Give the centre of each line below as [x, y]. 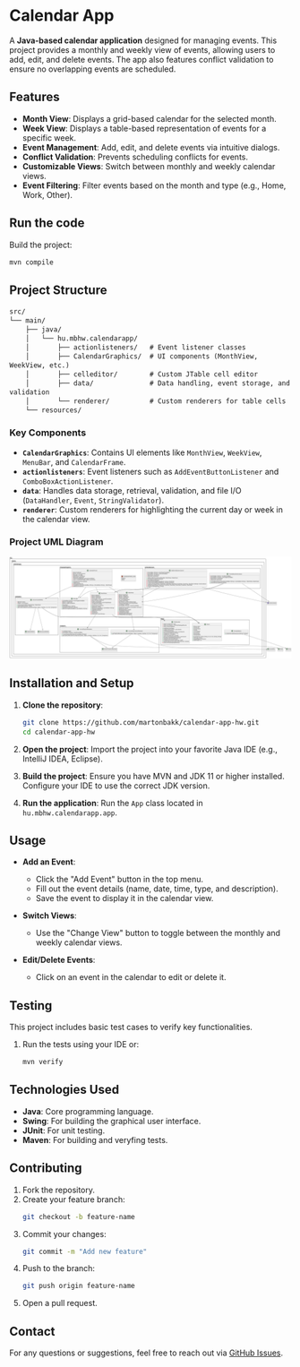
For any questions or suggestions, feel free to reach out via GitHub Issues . [146, 1353]
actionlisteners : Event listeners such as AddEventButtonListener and [150, 471]
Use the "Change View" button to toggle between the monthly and [158, 933]
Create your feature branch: [73, 1199]
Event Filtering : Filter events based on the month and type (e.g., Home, [154, 185]
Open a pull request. [60, 1303]
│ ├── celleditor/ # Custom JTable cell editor [141, 374]
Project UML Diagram [56, 542]
